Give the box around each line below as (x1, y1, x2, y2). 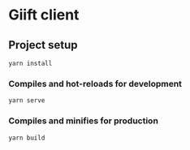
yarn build (8, 134, 45, 142)
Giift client (8, 6, 80, 24)
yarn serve (8, 96, 45, 105)
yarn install (8, 59, 53, 67)
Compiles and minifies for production (8, 115, 158, 126)
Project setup (8, 38, 79, 52)
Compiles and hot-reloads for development (8, 78, 183, 89)
